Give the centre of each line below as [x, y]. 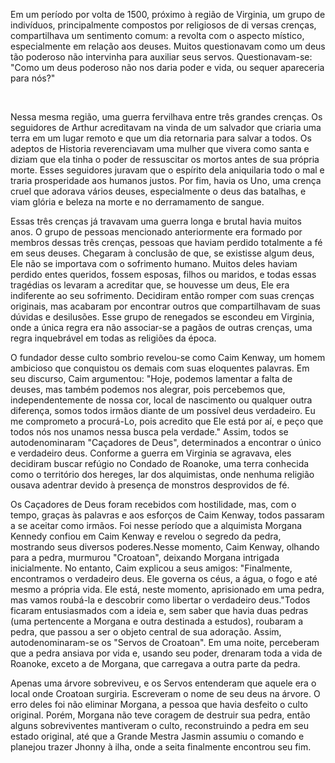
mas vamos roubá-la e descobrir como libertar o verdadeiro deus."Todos [160, 600]
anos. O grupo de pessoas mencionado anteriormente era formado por [156, 232]
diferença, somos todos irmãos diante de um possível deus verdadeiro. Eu [163, 410]
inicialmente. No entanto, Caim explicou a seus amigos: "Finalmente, [151, 568]
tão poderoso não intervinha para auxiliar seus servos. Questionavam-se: [161, 57]
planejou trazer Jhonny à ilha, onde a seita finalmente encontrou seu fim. [161, 747]
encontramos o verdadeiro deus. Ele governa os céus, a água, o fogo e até [164, 578]
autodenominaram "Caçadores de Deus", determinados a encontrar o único [166, 442]
